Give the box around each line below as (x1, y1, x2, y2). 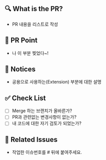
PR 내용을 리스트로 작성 (12, 21, 58, 27)
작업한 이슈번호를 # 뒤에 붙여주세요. (12, 149, 82, 155)
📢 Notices (5, 65, 36, 73)
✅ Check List (5, 94, 46, 102)
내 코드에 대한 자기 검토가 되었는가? (12, 120, 81, 126)
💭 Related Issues (5, 135, 58, 144)
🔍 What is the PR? (5, 5, 63, 13)
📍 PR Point (5, 36, 38, 45)
